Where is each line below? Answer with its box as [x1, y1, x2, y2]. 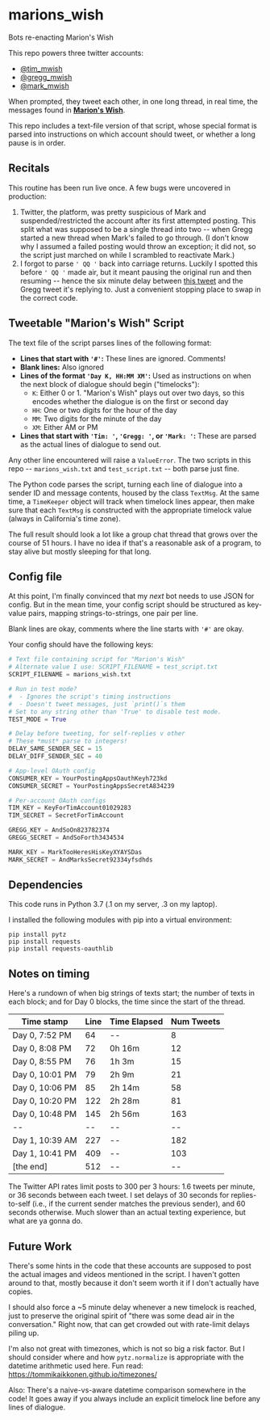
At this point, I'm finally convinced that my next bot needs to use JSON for [8, 592, 255, 601]
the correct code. [19, 293, 78, 302]
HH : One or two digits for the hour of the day [31, 405, 177, 415]
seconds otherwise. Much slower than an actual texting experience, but [8, 1207, 246, 1217]
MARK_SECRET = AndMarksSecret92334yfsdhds [8, 855, 153, 864]
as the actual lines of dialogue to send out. [19, 439, 161, 449]
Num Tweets [170, 1016, 221, 1027]
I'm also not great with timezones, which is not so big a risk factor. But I [8, 1344, 245, 1354]
